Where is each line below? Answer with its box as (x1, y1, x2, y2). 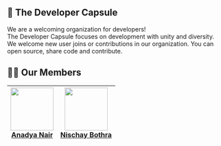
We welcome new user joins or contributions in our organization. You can (7, 39, 214, 48)
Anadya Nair (11, 130, 54, 139)
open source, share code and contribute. (7, 47, 123, 55)
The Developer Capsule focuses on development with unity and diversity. (7, 32, 215, 40)
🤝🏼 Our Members (7, 66, 82, 79)
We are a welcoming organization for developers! (7, 25, 146, 33)
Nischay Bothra (60, 130, 112, 139)
